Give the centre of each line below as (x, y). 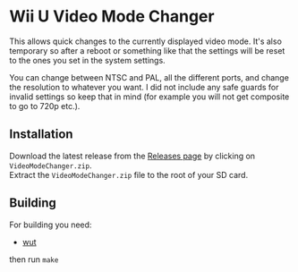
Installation (41, 135)
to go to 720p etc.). (45, 106)
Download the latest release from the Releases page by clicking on (132, 156)
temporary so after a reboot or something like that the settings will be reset (147, 50)
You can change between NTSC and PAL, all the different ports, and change (149, 77)
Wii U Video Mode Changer (112, 17)
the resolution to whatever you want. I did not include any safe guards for (144, 87)
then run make (34, 259)
